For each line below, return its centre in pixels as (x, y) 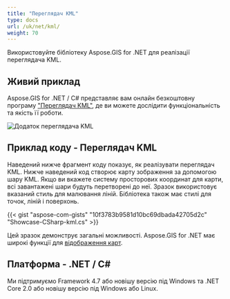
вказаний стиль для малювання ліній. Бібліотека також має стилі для (109, 193)
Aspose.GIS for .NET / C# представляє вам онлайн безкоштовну (101, 98)
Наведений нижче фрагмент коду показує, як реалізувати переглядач (111, 164)
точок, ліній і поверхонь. (43, 201)
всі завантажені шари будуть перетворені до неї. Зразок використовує (112, 186)
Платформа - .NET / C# (59, 264)
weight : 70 (23, 33)
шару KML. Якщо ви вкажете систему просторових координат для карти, (115, 179)
